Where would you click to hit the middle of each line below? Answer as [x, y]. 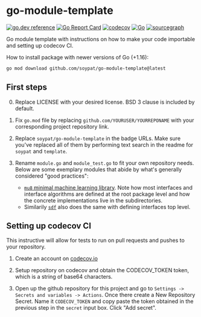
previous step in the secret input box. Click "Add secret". [86, 308]
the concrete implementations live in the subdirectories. [93, 200]
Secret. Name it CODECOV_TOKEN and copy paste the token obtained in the [104, 301]
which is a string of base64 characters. [64, 277]
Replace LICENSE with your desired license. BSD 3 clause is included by [105, 102]
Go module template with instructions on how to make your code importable [101, 39]
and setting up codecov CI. [40, 45]
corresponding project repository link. [62, 126]
